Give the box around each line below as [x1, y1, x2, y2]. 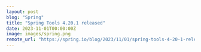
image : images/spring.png [6, 31, 71, 37]
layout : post [6, 8, 39, 15]
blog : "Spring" [6, 14, 44, 20]
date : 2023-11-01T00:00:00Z [6, 25, 77, 32]
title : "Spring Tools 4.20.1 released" [6, 20, 106, 26]
